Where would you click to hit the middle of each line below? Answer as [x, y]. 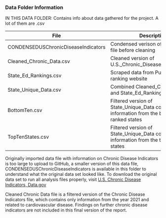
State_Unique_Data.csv [34, 90]
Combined [123, 87]
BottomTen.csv [25, 110]
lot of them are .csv [25, 23]
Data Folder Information [34, 7]
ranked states [126, 119]
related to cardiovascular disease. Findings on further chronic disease [76, 205]
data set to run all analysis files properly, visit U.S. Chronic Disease [73, 179]
